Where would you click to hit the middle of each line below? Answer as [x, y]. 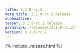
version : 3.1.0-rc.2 [26, 32]
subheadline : [18, 18]
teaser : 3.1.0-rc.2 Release [34, 23]
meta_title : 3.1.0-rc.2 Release [38, 14]
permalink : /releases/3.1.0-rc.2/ [40, 28]
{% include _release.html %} [34, 46]
